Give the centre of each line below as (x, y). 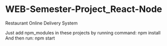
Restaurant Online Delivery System (41, 23)
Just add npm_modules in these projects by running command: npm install (83, 32)
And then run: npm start (30, 38)
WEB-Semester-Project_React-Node (84, 9)
